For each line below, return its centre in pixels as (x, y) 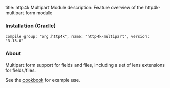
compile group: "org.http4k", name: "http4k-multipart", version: (77, 37)
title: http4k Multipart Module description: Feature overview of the (75, 7)
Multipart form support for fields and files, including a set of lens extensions (85, 65)
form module (39, 13)
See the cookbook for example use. (43, 80)
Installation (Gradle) (31, 26)
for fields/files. (21, 70)
